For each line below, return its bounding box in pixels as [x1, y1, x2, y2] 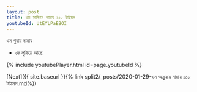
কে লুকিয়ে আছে [15, 49, 43, 57]
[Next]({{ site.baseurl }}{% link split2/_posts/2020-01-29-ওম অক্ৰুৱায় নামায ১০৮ [6, 73, 191, 80]
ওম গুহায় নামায [6, 37, 32, 44]
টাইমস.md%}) [6, 80, 37, 87]
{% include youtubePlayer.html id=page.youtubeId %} [6, 62, 143, 69]
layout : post [6, 9, 40, 15]
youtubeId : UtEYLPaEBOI [6, 20, 67, 26]
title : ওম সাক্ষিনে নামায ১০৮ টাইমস [6, 15, 75, 21]
